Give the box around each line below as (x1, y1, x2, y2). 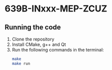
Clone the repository (11, 36, 54, 42)
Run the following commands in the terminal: (11, 47, 104, 52)
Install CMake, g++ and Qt (11, 41, 66, 47)
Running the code (4, 23, 61, 31)
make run (11, 61, 30, 66)
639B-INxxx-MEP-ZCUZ (4, 3, 107, 14)
